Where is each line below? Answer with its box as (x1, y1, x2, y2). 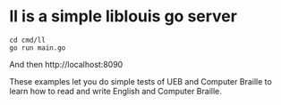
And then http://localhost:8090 (9, 59, 123, 69)
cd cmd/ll (9, 36, 47, 44)
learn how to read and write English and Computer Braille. (9, 85, 222, 96)
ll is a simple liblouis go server (9, 6, 237, 27)
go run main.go (9, 43, 66, 52)
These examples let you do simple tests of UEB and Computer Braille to (9, 76, 273, 86)
